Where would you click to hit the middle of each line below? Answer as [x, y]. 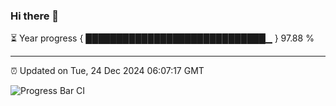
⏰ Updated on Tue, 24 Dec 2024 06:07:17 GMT [107, 71]
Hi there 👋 [35, 16]
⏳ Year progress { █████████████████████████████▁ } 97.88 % [162, 38]
